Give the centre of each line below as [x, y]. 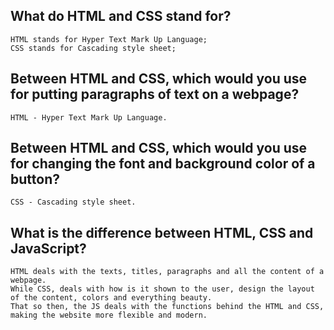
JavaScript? [48, 248]
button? [35, 179]
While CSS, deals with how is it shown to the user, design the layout [162, 289]
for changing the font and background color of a [163, 164]
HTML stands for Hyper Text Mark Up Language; [109, 39]
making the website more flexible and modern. [109, 315]
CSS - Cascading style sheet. [73, 202]
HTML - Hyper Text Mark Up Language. [89, 117]
